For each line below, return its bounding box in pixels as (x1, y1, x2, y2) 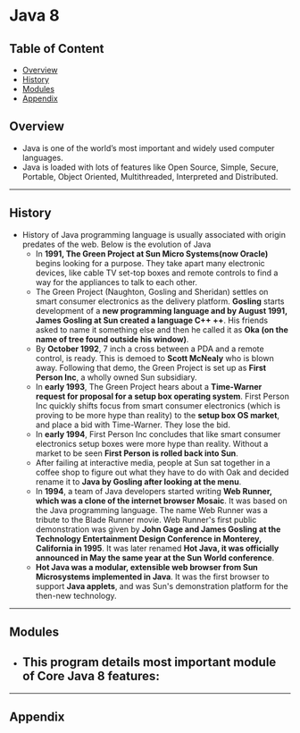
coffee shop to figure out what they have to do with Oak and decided (35, 467, 289, 477)
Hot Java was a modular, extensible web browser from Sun (35, 561, 259, 572)
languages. (21, 152, 64, 163)
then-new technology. (35, 590, 118, 601)
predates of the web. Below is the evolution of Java (21, 239, 212, 249)
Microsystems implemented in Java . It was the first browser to (35, 571, 270, 582)
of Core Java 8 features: (21, 669, 161, 684)
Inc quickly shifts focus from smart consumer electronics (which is (35, 400, 281, 411)
